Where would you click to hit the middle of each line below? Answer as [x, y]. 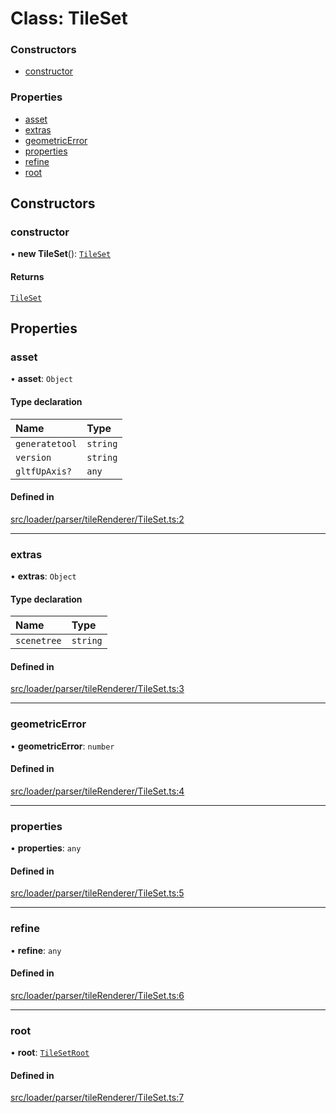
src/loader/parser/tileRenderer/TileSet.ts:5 [97, 893]
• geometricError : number [62, 746]
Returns [27, 277]
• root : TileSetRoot [50, 1053]
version [33, 457]
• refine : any [36, 950]
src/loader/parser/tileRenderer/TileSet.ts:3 [97, 689]
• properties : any [46, 848]
